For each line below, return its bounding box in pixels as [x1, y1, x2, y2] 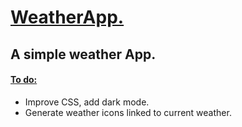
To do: [10, 74, 38, 86]
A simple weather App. [10, 46, 157, 63]
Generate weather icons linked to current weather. [24, 106, 232, 118]
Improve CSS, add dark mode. [24, 96, 150, 108]
